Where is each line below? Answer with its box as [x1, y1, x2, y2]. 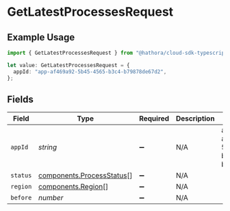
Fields [7, 93, 34, 105]
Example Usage [7, 32, 75, 43]
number [38, 193, 64, 203]
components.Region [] [38, 182, 108, 192]
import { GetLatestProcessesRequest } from [7, 49, 133, 56]
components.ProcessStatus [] [38, 171, 133, 180]
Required [139, 114, 170, 123]
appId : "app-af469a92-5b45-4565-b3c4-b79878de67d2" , [13, 68, 167, 75]
